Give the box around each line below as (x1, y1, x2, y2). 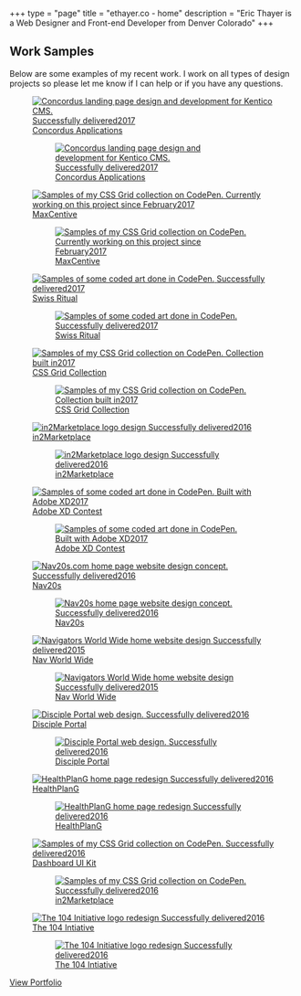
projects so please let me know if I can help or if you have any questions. (9, 78, 284, 89)
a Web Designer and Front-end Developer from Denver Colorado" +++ (9, 17, 274, 28)
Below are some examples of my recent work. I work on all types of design (9, 68, 290, 79)
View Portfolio (9, 977, 62, 988)
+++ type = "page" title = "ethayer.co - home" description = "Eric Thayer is (9, 8, 292, 18)
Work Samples (9, 44, 94, 59)
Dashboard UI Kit (32, 857, 97, 868)
